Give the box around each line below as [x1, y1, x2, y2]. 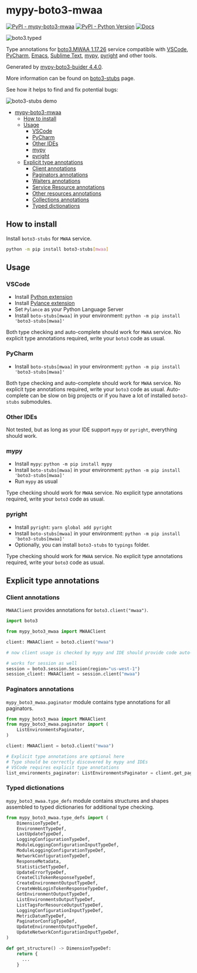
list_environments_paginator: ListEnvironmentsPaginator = [6, 770, 154, 776]
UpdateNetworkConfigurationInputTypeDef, [16, 930, 119, 935]
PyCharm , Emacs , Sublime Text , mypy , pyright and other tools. [6, 52, 157, 59]
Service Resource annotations [32, 183, 105, 191]
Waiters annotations [32, 177, 81, 184]
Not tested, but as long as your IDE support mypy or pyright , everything [6, 426, 178, 433]
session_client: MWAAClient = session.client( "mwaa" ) [6, 671, 141, 677]
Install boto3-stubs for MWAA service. [6, 235, 92, 242]
